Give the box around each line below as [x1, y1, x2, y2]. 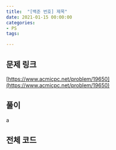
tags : [6, 31, 19, 37]
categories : [6, 20, 35, 25]
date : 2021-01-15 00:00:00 [6, 14, 72, 20]
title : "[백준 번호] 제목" [6, 8, 68, 15]
